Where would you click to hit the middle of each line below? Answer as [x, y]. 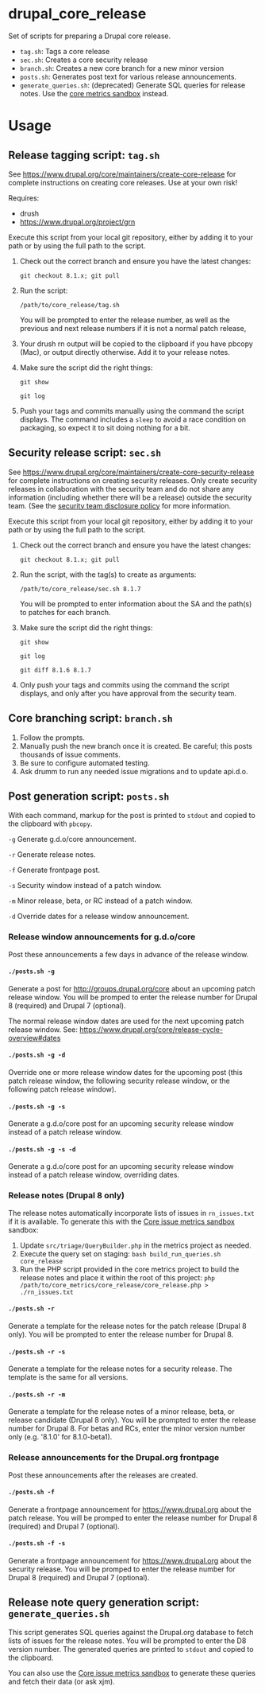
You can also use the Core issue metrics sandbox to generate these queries [132, 1673]
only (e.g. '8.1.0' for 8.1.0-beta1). [60, 1437]
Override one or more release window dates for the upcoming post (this [126, 1073]
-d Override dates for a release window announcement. [99, 917]
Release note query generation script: [104, 1603]
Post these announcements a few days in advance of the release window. [129, 954]
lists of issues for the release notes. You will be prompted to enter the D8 [127, 1641]
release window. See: [43, 1029]
